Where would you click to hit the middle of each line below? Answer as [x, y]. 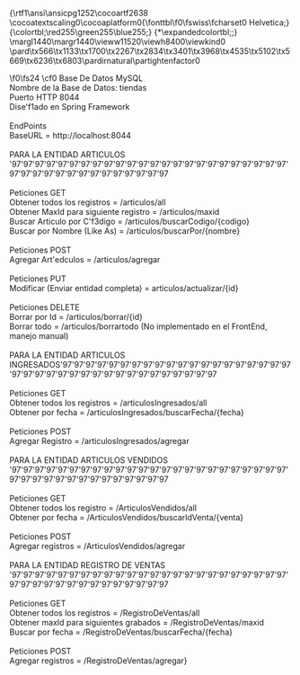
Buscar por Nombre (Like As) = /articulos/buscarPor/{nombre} [125, 231]
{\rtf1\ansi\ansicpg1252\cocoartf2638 [79, 13]
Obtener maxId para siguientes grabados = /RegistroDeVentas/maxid [137, 622]
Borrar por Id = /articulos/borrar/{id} [76, 317]
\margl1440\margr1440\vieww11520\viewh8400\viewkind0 [118, 41]
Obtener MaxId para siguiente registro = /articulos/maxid [115, 212]
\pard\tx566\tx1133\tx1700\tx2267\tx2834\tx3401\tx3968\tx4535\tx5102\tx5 [150, 51]
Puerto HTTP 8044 [44, 97]
